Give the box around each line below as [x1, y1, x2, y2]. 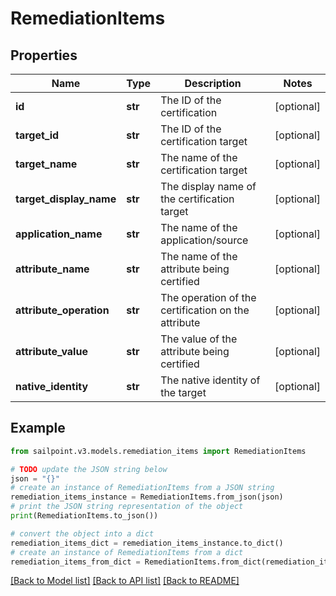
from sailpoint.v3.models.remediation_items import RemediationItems [10, 446, 307, 456]
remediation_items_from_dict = [10, 557, 141, 567]
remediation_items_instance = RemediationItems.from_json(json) [10, 492, 284, 502]
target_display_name [15, 192, 117, 206]
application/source [160, 233, 249, 247]
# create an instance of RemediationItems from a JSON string [10, 483, 275, 493]
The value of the [160, 332, 238, 346]
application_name [15, 227, 103, 241]
